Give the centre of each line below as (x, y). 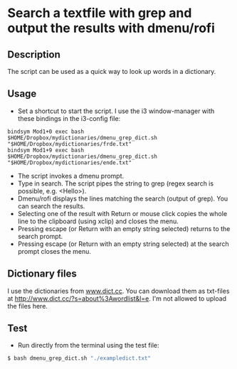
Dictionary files (42, 274)
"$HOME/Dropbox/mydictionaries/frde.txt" (70, 144)
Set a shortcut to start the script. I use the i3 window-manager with (116, 111)
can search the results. (51, 206)
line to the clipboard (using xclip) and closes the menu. (98, 221)
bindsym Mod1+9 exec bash (46, 150)
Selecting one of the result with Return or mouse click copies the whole (122, 213)
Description (34, 54)
